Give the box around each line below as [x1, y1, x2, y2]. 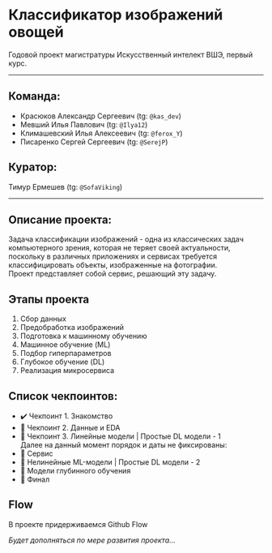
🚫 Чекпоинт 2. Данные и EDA [19, 423, 121, 432]
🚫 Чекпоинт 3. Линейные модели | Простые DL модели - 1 [19, 431, 221, 441]
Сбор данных [19, 314, 67, 324]
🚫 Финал [19, 474, 50, 484]
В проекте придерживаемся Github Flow [8, 519, 148, 529]
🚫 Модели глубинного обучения [19, 466, 131, 475]
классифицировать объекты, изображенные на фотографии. [8, 260, 218, 270]
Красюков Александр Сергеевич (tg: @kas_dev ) [19, 111, 182, 121]
